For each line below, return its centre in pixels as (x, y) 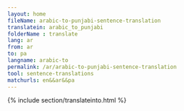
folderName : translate (43, 34)
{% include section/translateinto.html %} (67, 100)
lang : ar (20, 41)
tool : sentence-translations (51, 73)
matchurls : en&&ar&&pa (41, 80)
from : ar (20, 47)
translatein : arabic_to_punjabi (55, 27)
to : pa (17, 54)
